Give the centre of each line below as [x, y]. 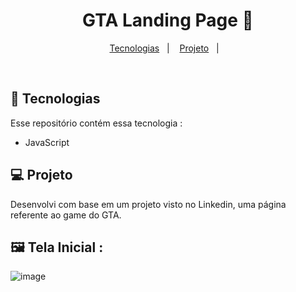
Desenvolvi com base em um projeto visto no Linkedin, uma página [148, 204]
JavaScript [47, 142]
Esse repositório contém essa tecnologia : [96, 123]
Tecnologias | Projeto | [164, 48]
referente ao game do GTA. [66, 215]
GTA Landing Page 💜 [168, 20]
